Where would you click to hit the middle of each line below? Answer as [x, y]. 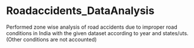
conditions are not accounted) [60, 39]
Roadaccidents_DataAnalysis [80, 11]
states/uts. [175, 33]
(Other [14, 39]
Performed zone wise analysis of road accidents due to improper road [92, 27]
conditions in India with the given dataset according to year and [84, 33]
